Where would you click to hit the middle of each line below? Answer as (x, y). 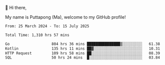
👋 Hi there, (16, 8)
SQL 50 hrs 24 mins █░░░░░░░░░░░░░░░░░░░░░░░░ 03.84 (83, 58)
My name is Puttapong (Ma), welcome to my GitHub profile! (65, 17)
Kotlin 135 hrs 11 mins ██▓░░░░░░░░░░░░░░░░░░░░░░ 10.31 (83, 49)
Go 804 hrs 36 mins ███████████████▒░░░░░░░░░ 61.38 (83, 44)
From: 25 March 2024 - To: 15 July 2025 (47, 26)
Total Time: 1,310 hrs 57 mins (37, 35)
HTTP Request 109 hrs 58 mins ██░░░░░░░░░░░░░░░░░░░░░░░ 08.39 (83, 53)
